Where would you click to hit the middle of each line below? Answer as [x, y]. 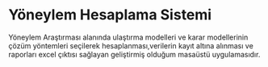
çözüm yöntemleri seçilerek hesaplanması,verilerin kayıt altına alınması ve [131, 45]
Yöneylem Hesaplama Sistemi [110, 15]
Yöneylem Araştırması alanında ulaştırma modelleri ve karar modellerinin [128, 37]
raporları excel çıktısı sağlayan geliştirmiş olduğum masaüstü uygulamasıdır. [134, 54]
